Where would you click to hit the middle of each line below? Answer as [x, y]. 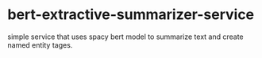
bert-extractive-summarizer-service [131, 15]
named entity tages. [40, 44]
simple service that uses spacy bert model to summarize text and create [125, 37]
